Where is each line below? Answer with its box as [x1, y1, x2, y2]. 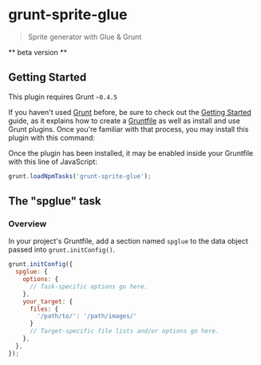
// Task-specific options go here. [29, 282, 148, 291]
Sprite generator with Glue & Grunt [27, 32, 142, 42]
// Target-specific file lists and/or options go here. [29, 327, 219, 335]
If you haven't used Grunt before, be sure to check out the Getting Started [8, 107, 251, 117]
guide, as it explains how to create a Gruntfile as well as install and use [8, 116, 241, 125]
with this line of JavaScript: [8, 157, 98, 166]
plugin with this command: [8, 133, 96, 142]
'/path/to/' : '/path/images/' [37, 312, 137, 320]
